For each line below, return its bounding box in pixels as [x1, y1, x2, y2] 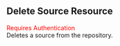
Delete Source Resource [6, 5, 114, 17]
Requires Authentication [6, 23, 76, 32]
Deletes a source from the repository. [6, 31, 114, 39]
